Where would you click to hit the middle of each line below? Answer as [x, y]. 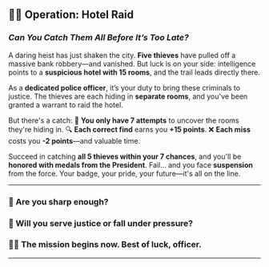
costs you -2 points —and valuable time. [74, 140]
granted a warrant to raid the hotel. [66, 104]
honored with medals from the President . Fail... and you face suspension [131, 164]
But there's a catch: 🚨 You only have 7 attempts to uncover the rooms [124, 120]
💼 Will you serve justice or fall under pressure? [101, 223]
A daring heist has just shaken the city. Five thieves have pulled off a [122, 55]
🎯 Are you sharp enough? [58, 201]
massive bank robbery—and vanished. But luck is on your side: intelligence [132, 63]
